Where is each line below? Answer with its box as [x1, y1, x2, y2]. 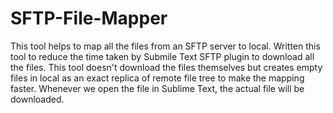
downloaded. [10, 93, 65, 105]
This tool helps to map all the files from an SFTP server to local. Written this [10, 40, 321, 52]
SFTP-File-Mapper [10, 7, 168, 30]
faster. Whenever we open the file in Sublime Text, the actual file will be [10, 82, 305, 94]
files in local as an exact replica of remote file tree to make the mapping [10, 72, 305, 84]
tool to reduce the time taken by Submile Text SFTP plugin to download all [10, 50, 315, 62]
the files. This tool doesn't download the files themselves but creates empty [10, 61, 323, 73]
